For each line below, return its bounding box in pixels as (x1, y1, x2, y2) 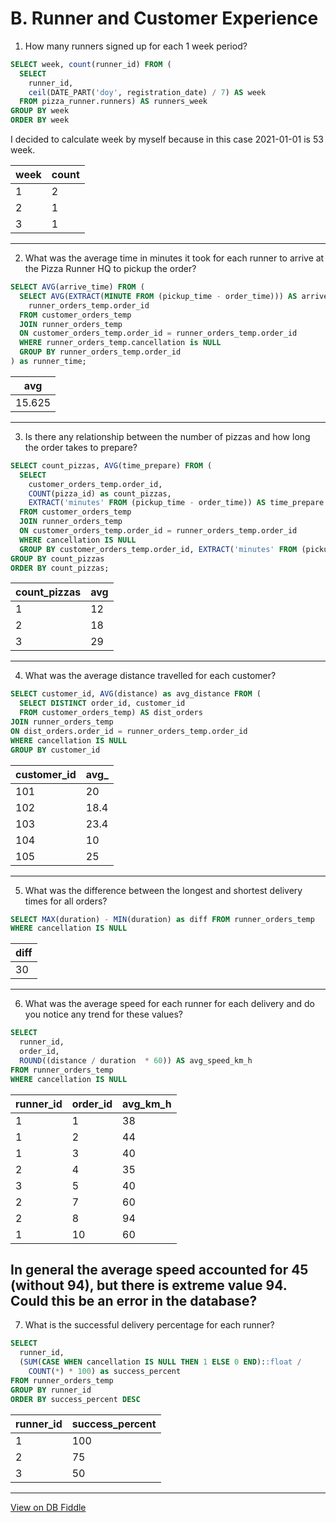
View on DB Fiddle (10, 1501, 87, 1513)
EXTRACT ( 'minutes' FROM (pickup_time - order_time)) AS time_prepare (28, 498, 325, 508)
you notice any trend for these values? (24, 1008, 183, 1021)
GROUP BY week (10, 106, 70, 116)
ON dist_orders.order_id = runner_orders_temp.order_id (10, 726, 248, 736)
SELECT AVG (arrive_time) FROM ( (10, 282, 145, 292)
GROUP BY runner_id (10, 1385, 92, 1395)
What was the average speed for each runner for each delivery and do (24, 998, 316, 1010)
